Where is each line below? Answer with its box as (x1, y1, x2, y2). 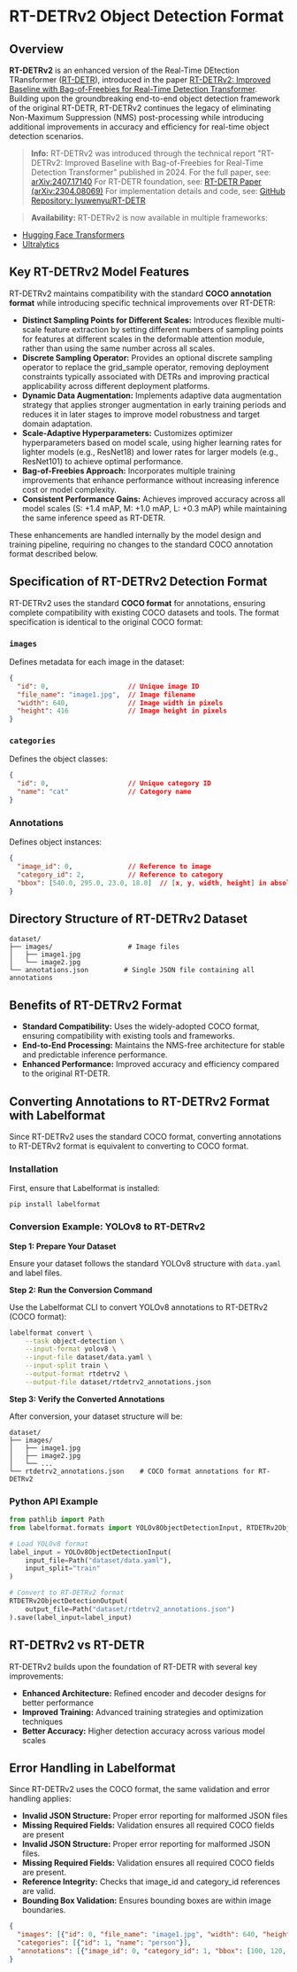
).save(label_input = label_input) (9, 1613, 133, 1622)
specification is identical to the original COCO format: (9, 616, 203, 627)
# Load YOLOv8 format (9, 1539, 89, 1548)
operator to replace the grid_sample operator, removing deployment (21, 362, 270, 372)
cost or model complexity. (21, 484, 118, 495)
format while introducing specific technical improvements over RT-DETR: (9, 297, 276, 308)
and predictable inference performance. (21, 1049, 168, 1060)
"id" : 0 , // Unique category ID (17, 779, 212, 788)
